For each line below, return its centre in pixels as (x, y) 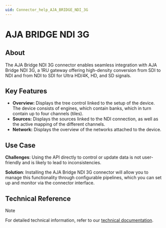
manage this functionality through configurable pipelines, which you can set (83, 178)
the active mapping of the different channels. (59, 124)
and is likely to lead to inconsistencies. (62, 163)
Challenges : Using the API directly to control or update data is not (73, 157)
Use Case (20, 145)
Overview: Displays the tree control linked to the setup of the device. (83, 103)
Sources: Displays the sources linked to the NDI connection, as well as (85, 119)
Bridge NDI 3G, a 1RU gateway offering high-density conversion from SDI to (83, 70)
